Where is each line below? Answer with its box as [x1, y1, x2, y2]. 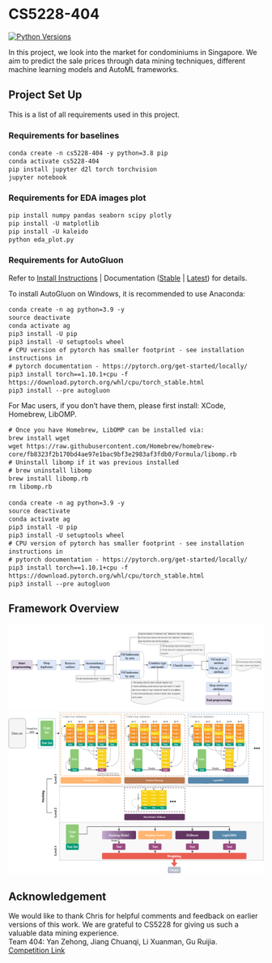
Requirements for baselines [8, 130, 120, 141]
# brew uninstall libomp [8, 467, 92, 475]
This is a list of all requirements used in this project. [8, 109, 181, 119]
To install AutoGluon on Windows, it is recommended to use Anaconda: [8, 288, 245, 298]
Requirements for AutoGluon [8, 254, 124, 266]
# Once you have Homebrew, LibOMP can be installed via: [8, 426, 205, 434]
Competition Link [8, 945, 66, 955]
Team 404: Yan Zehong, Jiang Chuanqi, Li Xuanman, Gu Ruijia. [8, 936, 218, 946]
